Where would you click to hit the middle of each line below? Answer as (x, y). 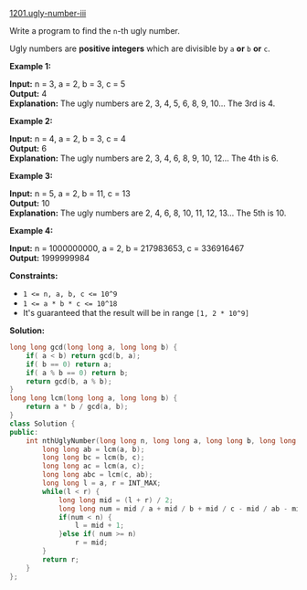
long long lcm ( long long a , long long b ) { (94, 398)
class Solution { (42, 424)
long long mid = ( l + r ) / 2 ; (116, 500)
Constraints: (34, 276)
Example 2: (31, 121)
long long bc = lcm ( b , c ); (94, 458)
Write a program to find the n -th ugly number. (95, 31)
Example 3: (31, 176)
